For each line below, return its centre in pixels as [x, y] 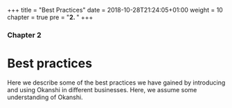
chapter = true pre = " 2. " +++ [50, 17]
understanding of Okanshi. [45, 97]
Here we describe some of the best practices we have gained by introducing [116, 83]
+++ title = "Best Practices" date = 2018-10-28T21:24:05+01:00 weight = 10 [115, 10]
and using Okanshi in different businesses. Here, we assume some [102, 89]
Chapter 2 [24, 35]
